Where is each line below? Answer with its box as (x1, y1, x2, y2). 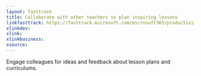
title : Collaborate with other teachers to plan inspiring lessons (6, 14, 178, 20)
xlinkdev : (6, 25, 31, 31)
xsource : (6, 42, 28, 48)
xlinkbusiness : (6, 36, 44, 42)
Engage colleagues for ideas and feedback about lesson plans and (6, 58, 170, 65)
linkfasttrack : (6, 20, 44, 26)
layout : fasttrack (6, 8, 52, 15)
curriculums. (6, 64, 38, 71)
